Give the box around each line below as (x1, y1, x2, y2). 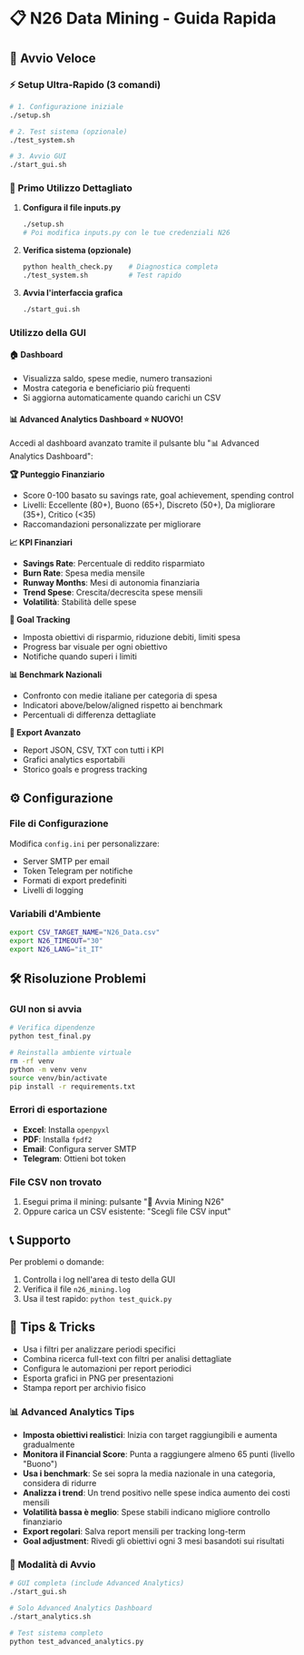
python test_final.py (9, 1032, 92, 1041)
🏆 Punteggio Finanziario (9, 469, 105, 480)
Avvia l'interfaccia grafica (22, 287, 123, 298)
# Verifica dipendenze (9, 1023, 95, 1032)
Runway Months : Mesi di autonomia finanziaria (22, 577, 201, 588)
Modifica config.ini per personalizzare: (9, 838, 161, 849)
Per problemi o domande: (9, 1256, 104, 1267)
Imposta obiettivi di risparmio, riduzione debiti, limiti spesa (22, 632, 240, 643)
